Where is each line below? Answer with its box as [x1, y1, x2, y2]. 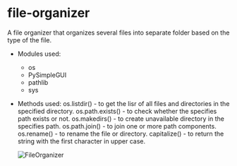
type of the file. [7, 35, 52, 44]
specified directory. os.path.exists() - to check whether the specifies [17, 107, 217, 115]
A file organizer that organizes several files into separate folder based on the [7, 28, 230, 37]
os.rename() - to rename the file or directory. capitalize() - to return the [17, 129, 224, 138]
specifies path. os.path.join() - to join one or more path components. [17, 121, 217, 130]
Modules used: [17, 49, 61, 58]
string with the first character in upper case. [17, 136, 146, 146]
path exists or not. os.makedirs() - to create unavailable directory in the [17, 114, 224, 123]
